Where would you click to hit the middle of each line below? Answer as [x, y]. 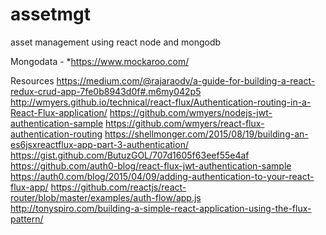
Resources [32, 80]
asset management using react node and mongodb [116, 42]
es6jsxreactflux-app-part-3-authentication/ [99, 144]
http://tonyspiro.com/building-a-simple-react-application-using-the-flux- [161, 208]
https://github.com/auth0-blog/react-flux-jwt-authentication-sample [151, 165]
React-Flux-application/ [59, 112]
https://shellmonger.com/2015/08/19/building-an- [206, 134]
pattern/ [27, 219]
